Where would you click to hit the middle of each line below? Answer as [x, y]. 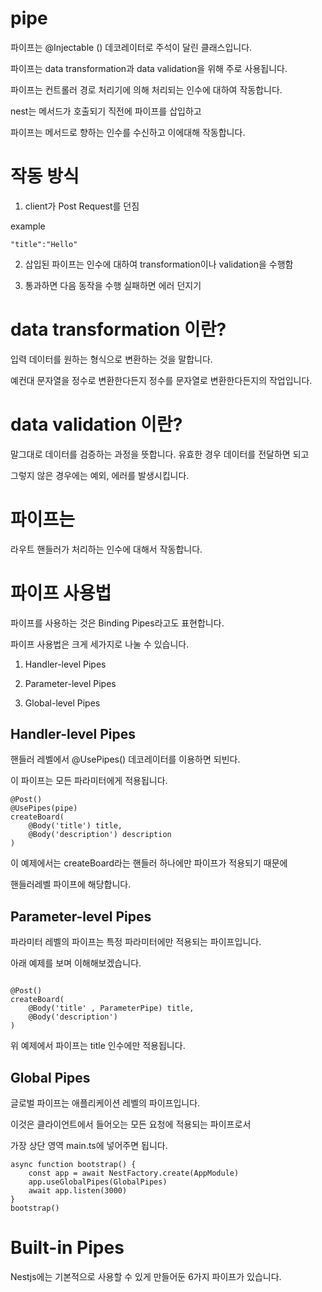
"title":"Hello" [44, 244]
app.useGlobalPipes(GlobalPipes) [98, 1182]
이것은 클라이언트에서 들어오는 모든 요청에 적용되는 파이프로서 [131, 1124]
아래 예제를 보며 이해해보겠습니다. [76, 963]
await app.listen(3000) [78, 1191]
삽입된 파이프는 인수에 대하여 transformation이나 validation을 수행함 [159, 264]
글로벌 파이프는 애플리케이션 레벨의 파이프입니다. [105, 1103]
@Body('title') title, [75, 826]
